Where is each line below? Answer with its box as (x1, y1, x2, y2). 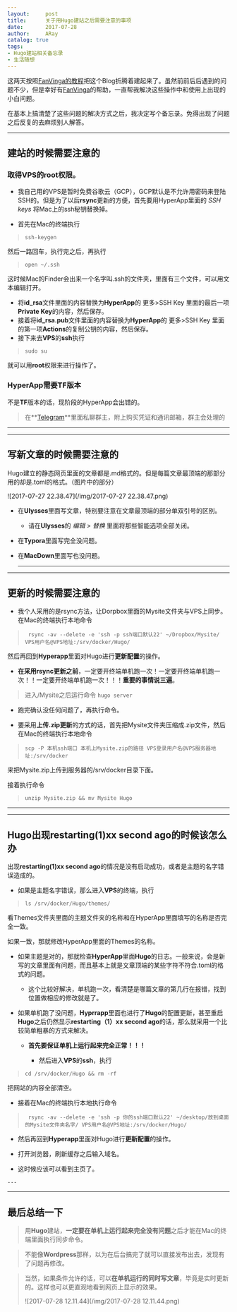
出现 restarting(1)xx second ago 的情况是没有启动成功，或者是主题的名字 (7, 862, 219, 871)
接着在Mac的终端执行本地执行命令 (17, 1098, 118, 1107)
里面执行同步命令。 (30, 1235, 87, 1244)
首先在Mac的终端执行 (17, 220, 80, 229)
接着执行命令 (7, 781, 44, 789)
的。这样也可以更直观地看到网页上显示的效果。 (24, 1282, 161, 1291)
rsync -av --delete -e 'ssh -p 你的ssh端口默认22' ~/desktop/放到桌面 (28, 1114, 229, 1122)
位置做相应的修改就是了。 (28, 994, 103, 1002)
